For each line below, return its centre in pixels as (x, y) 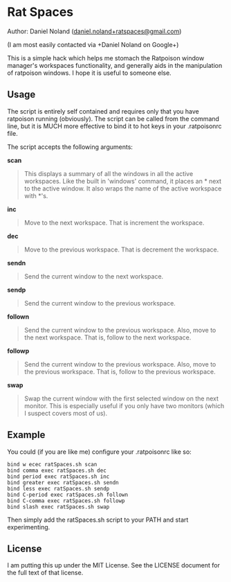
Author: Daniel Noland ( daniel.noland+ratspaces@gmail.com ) (94, 31)
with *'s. (36, 195)
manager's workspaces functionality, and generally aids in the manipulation (115, 65)
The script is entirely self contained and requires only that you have (103, 111)
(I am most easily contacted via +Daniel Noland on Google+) (93, 44)
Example (26, 435)
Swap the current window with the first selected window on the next (121, 398)
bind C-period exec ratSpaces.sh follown (68, 495)
